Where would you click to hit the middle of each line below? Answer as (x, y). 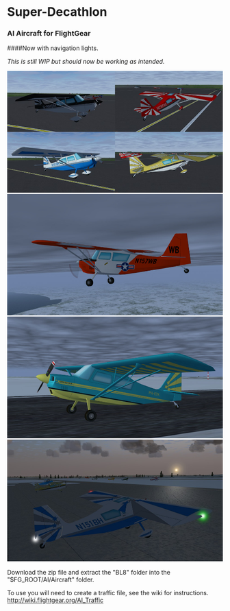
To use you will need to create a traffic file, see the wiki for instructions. (108, 592)
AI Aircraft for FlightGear (49, 34)
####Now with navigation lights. (53, 48)
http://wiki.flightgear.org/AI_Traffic (55, 600)
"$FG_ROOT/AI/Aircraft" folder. (51, 579)
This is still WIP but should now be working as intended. (86, 62)
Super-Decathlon (57, 12)
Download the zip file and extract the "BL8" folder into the (89, 572)
